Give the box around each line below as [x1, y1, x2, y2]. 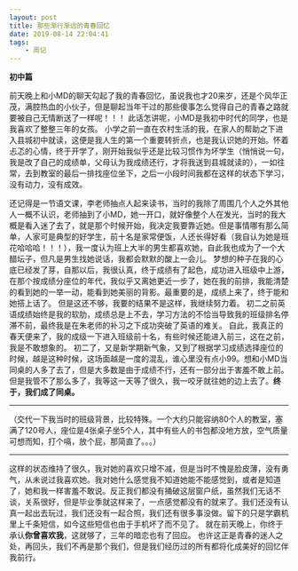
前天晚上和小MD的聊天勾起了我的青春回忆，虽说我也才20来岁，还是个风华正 [9, 91, 288, 101]
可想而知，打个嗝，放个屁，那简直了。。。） [9, 436, 161, 447]
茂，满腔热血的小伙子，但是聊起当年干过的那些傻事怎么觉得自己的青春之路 [9, 101, 281, 112]
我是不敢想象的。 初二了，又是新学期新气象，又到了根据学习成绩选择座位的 [9, 343, 284, 353]
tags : [9, 37, 29, 47]
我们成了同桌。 [24, 387, 80, 398]
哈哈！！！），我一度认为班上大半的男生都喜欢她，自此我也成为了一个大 [24, 242, 286, 253]
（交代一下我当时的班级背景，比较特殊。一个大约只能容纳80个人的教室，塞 [9, 414, 284, 424]
